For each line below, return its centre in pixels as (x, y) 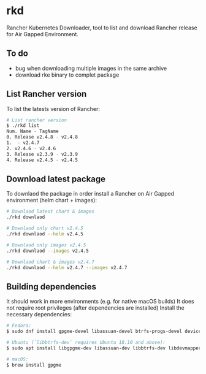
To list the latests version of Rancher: (53, 109)
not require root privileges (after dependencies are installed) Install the (96, 308)
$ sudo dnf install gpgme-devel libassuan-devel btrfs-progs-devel (94, 332)
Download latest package (56, 179)
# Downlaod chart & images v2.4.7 (51, 262)
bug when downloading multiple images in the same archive (91, 68)
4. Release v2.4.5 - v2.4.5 (42, 160)
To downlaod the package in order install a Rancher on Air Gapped (90, 194)
